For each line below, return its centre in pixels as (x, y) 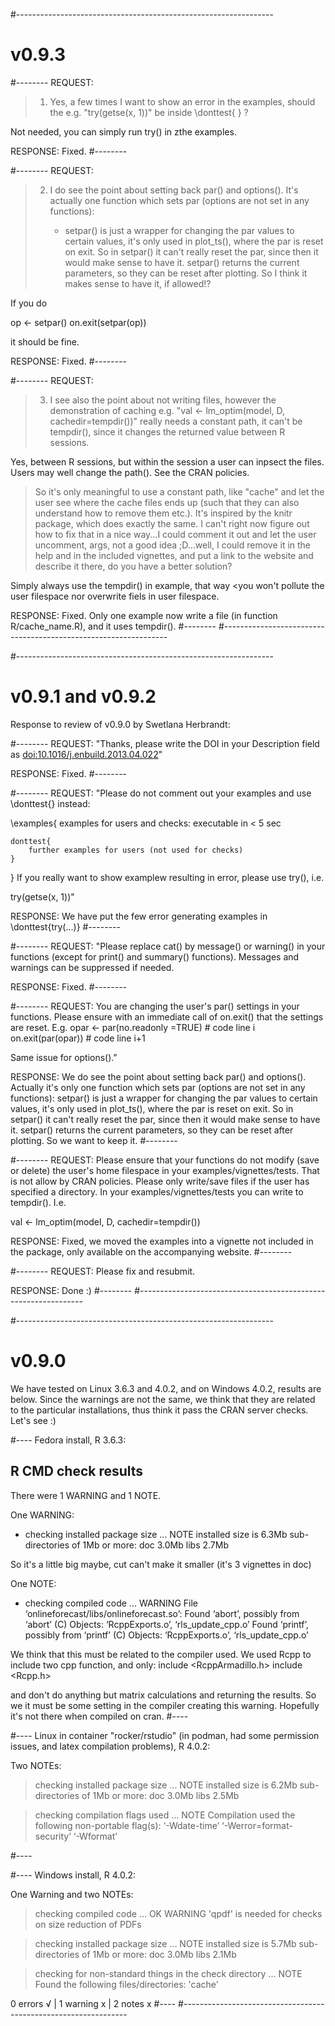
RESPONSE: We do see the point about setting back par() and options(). (158, 1076)
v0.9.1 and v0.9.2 (83, 696)
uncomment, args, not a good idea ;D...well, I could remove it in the (173, 545)
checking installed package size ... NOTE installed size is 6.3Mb (156, 1534)
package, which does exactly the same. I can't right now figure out (172, 523)
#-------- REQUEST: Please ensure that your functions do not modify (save (165, 1160)
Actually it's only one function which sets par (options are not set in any (158, 1087)
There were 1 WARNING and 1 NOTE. (86, 1495)
